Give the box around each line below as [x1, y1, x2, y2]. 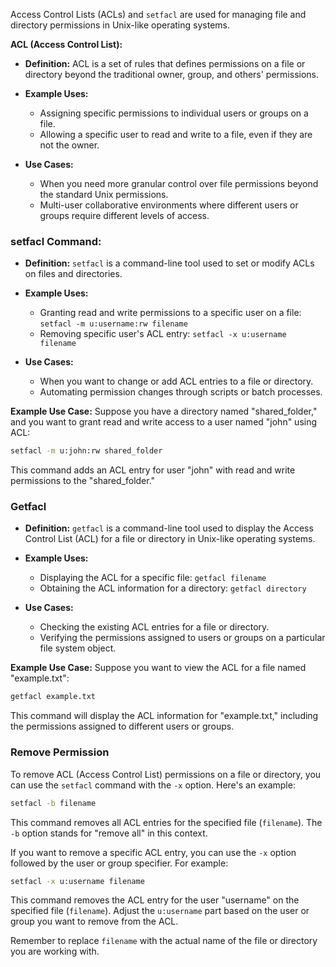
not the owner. [39, 139, 100, 151]
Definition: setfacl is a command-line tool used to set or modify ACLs [24, 257, 315, 269]
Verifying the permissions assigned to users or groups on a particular [39, 632, 326, 644]
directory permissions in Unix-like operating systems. [10, 19, 230, 31]
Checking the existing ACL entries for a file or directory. [39, 621, 270, 633]
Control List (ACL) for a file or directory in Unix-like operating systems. [24, 533, 316, 545]
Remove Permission [10, 745, 110, 759]
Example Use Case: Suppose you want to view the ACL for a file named [10, 662, 307, 674]
